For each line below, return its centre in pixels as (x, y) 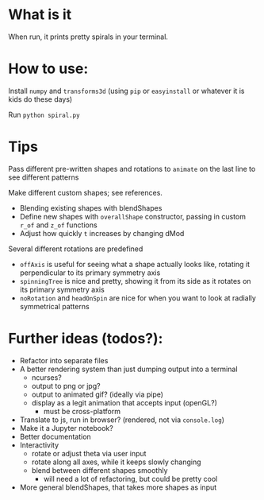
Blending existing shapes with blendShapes (91, 207)
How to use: (48, 69)
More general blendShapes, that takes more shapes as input (118, 487)
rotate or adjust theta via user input (89, 453)
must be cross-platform (82, 411)
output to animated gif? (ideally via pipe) (98, 394)
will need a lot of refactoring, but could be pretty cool (130, 479)
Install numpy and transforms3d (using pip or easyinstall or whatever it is (126, 91)
